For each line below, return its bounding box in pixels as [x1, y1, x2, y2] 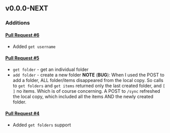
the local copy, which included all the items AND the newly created [12, 93, 154, 99]
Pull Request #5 [5, 55, 40, 61]
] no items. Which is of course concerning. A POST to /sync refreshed [12, 88, 160, 94]
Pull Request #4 [5, 111, 40, 117]
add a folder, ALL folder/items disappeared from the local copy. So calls [12, 77, 163, 83]
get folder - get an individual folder [12, 66, 89, 72]
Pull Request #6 [5, 32, 40, 38]
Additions [5, 19, 30, 26]
